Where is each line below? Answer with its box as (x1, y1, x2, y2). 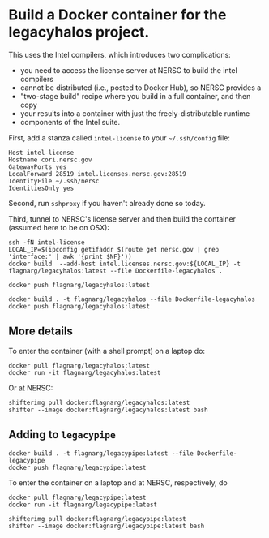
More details (8, 325, 73, 338)
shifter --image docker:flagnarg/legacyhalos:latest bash (8, 406, 208, 414)
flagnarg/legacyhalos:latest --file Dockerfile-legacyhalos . (8, 266, 223, 275)
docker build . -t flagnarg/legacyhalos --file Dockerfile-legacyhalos (8, 295, 255, 303)
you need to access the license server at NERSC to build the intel (19, 65, 237, 75)
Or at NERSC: (8, 383, 53, 393)
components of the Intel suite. (19, 117, 121, 127)
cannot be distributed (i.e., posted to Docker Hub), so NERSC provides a (19, 83, 262, 93)
